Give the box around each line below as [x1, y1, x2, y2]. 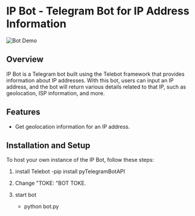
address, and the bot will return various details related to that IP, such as [6, 83, 187, 90]
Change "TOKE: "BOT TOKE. [14, 179, 86, 187]
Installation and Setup [6, 140, 91, 150]
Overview [6, 54, 44, 64]
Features [6, 107, 40, 117]
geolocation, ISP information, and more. [6, 89, 105, 97]
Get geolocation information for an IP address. [14, 123, 130, 130]
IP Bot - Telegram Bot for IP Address [6, 4, 190, 18]
